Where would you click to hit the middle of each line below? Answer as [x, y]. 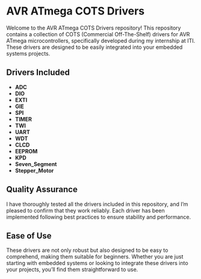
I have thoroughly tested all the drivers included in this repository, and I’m [97, 204]
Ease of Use [29, 236]
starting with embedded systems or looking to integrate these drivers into [97, 263]
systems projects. [28, 53]
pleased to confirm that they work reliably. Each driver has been [85, 210]
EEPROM [26, 151]
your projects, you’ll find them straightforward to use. [72, 269]
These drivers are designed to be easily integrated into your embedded [94, 47]
